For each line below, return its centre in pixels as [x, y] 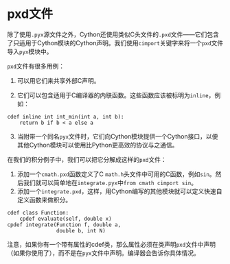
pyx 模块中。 [36, 51]
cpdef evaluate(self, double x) [66, 219]
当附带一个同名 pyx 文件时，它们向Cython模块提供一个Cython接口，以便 [117, 136]
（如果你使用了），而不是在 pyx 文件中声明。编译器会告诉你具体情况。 [104, 253]
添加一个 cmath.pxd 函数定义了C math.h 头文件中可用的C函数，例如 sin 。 [116, 174]
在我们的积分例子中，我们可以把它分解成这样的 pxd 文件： [87, 159]
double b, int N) [81, 230]
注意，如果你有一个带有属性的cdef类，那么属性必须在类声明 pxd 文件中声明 [112, 244]
